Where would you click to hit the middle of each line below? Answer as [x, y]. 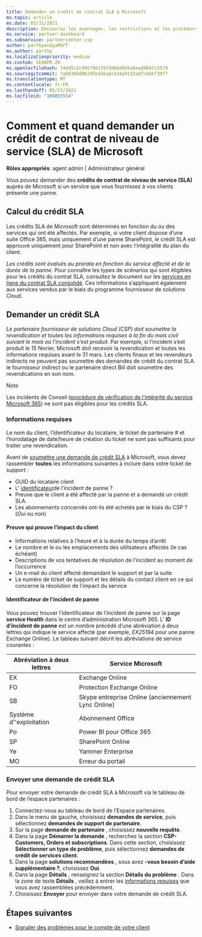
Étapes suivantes [39, 913]
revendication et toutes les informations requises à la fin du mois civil [92, 335]
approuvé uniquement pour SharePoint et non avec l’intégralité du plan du [98, 246]
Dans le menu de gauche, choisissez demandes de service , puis [95, 817]
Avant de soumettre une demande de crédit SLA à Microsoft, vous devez [96, 457]
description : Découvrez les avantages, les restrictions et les [88, 29]
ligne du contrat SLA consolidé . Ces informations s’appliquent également [96, 283]
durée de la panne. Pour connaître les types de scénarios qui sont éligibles [99, 270]
